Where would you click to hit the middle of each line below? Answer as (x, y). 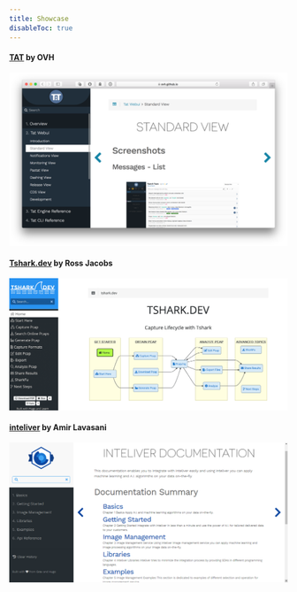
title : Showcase (39, 19)
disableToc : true (41, 28)
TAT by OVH (32, 58)
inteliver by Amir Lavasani (58, 427)
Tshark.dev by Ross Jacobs (61, 263)
